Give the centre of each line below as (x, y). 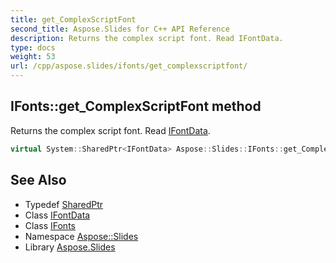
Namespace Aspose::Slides (81, 236)
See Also (38, 180)
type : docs (33, 47)
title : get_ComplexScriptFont (73, 19)
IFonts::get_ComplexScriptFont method (136, 106)
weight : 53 (33, 57)
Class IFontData (57, 215)
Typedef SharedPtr (64, 204)
